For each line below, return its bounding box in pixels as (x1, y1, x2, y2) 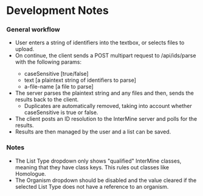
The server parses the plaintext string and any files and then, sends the (15, 89, 194, 97)
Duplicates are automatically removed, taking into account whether (24, 103, 193, 110)
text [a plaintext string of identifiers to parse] (24, 76, 137, 84)
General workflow (6, 25, 60, 34)
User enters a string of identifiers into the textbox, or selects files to (15, 39, 185, 46)
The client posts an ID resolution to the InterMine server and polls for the (15, 115, 198, 123)
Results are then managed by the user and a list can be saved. (15, 128, 171, 135)
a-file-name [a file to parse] (24, 83, 94, 90)
